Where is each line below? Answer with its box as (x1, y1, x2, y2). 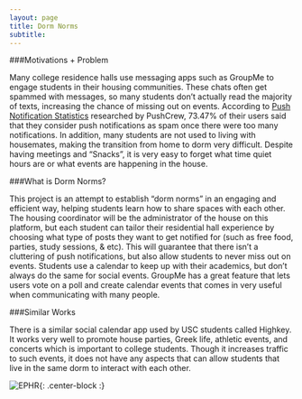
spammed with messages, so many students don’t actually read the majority (9, 91, 293, 102)
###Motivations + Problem (9, 55, 109, 66)
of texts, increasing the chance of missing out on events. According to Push (9, 101, 291, 112)
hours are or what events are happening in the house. (9, 159, 208, 170)
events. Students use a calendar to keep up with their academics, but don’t (9, 261, 288, 272)
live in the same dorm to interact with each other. (9, 363, 191, 374)
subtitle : (9, 30, 47, 39)
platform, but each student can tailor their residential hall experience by (9, 222, 275, 233)
